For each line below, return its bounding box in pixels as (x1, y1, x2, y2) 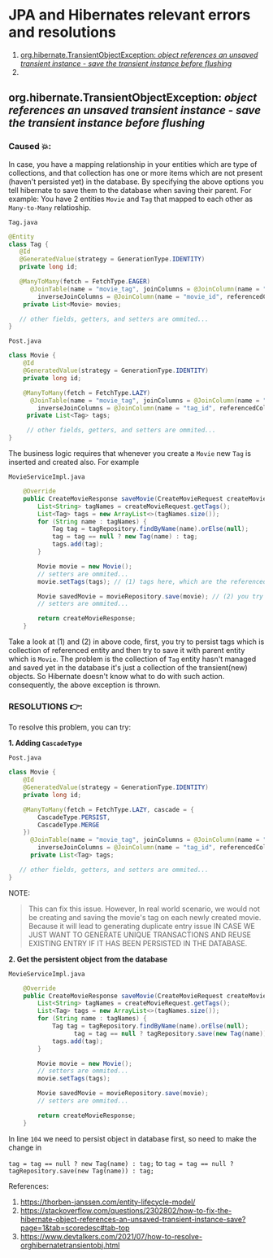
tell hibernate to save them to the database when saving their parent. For (8, 185, 252, 195)
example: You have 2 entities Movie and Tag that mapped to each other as (8, 194, 253, 204)
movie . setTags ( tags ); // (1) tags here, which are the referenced (37, 577, 267, 585)
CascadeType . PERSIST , (37, 813, 111, 822)
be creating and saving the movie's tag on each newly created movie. (28, 912, 262, 922)
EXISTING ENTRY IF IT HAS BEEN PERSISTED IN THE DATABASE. (28, 938, 248, 948)
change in (8, 1142, 42, 1152)
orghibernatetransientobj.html (19, 1240, 120, 1250)
